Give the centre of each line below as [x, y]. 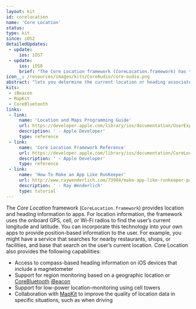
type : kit [18, 33]
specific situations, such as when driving [63, 300]
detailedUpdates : [27, 44]
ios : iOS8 [31, 66]
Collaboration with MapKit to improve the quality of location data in [95, 294]
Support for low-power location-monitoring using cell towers [87, 287]
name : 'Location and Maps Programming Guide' [75, 121]
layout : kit [20, 11]
